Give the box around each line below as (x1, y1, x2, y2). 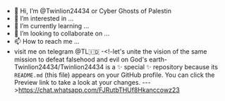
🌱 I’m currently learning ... (13, 22, 90, 30)
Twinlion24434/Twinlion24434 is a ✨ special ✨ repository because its (13, 63, 219, 71)
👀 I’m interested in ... (13, 14, 74, 23)
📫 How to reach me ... (13, 37, 80, 45)
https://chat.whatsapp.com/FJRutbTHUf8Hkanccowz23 (18, 85, 180, 94)
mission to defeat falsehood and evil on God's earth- (13, 55, 168, 64)
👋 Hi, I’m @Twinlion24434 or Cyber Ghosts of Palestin (13, 7, 171, 15)
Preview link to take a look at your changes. (13, 78, 141, 86)
